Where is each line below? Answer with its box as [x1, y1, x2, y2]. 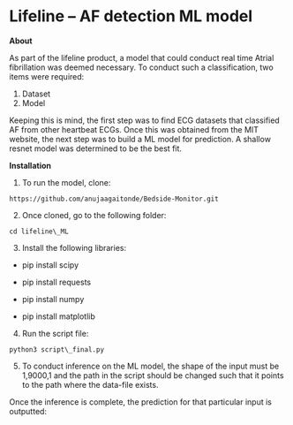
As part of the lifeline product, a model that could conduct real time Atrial [9, 52, 274, 63]
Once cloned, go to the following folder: [21, 209, 167, 220]
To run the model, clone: [21, 177, 111, 187]
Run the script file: [21, 328, 89, 338]
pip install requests [21, 277, 91, 287]
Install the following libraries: [21, 242, 127, 253]
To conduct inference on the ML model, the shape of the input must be [21, 360, 280, 371]
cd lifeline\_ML [9, 227, 69, 236]
